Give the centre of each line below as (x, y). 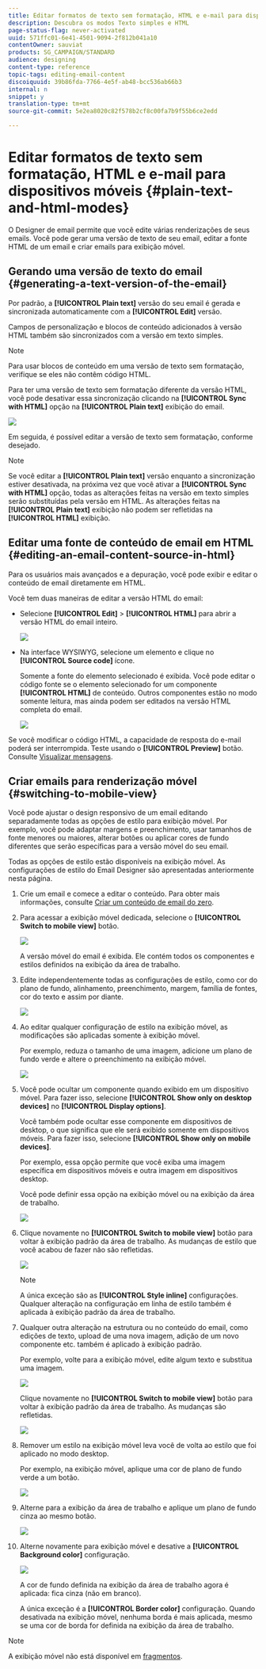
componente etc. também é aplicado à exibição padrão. (110, 1344)
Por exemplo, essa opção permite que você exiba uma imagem (122, 1162)
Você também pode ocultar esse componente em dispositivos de (125, 1122)
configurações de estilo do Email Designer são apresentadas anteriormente (131, 870)
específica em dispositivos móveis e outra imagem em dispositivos (129, 1171)
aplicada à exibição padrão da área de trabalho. (97, 1313)
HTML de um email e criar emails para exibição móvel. (97, 246)
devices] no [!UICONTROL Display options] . (93, 1107)
